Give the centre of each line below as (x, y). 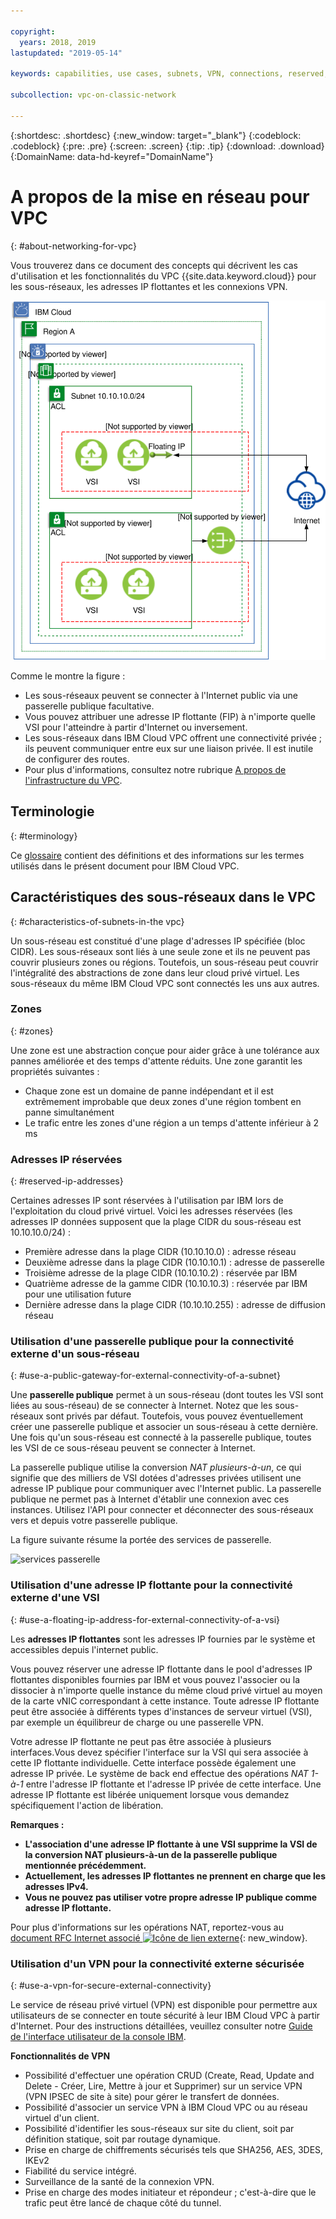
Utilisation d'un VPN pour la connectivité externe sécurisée (157, 1963)
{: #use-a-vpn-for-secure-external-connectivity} (111, 1986)
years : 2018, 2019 (58, 42)
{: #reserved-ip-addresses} (67, 1181)
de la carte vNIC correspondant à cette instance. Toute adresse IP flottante (165, 1701)
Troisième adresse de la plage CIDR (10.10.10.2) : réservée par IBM (161, 1273)
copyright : (33, 31)
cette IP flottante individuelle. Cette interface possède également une (153, 1762)
